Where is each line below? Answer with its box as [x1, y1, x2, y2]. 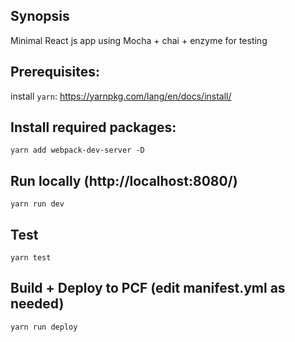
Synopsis [10, 8, 70, 25]
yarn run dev [10, 199, 65, 209]
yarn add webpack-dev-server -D [10, 145, 145, 156]
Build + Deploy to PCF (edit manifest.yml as [10, 280, 286, 297]
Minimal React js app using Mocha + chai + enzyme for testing [10, 34, 268, 46]
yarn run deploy [10, 322, 78, 332]
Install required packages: [10, 119, 177, 136]
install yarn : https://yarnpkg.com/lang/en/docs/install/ [10, 90, 232, 102]
